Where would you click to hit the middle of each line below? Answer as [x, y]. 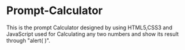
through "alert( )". [28, 40]
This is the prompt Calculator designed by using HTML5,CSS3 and [89, 27]
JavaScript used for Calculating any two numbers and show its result [92, 34]
